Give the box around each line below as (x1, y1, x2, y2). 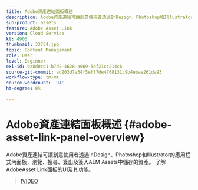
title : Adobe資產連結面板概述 (6, 8, 74, 15)
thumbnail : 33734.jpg (6, 42, 60, 48)
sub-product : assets (6, 19, 57, 25)
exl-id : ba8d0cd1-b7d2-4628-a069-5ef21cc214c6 (6, 63, 123, 70)
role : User (6, 53, 33, 58)
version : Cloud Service (6, 31, 65, 37)
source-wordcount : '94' (6, 80, 65, 86)
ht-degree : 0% (6, 86, 41, 91)
